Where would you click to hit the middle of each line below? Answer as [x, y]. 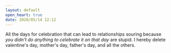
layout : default [23, 10]
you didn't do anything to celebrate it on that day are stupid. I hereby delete [85, 40]
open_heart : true [24, 15]
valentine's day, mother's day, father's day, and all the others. [70, 45]
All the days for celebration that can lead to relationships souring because [83, 34]
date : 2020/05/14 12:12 [31, 20]
